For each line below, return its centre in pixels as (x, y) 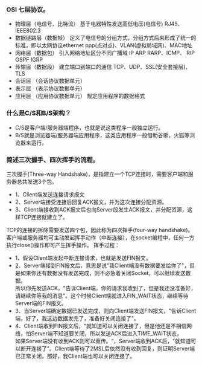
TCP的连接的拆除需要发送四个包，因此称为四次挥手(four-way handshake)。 (100, 230)
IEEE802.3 (28, 31)
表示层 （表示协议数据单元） (50, 88)
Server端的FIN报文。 (41, 303)
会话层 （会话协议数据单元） (50, 81)
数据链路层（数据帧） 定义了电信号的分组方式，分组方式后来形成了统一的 (106, 38)
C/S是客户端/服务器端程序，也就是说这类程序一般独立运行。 (89, 128)
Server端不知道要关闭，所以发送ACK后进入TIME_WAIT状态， (106, 333)
